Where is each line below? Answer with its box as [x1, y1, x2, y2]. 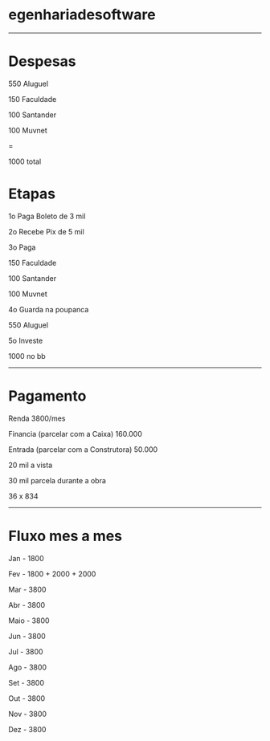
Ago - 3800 [8, 662, 47, 672]
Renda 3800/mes [8, 413, 66, 423]
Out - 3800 [8, 693, 46, 703]
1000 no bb [8, 351, 46, 360]
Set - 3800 [8, 678, 45, 687]
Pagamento [8, 387, 87, 405]
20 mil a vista [8, 460, 53, 470]
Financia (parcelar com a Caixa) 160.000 [8, 429, 143, 438]
